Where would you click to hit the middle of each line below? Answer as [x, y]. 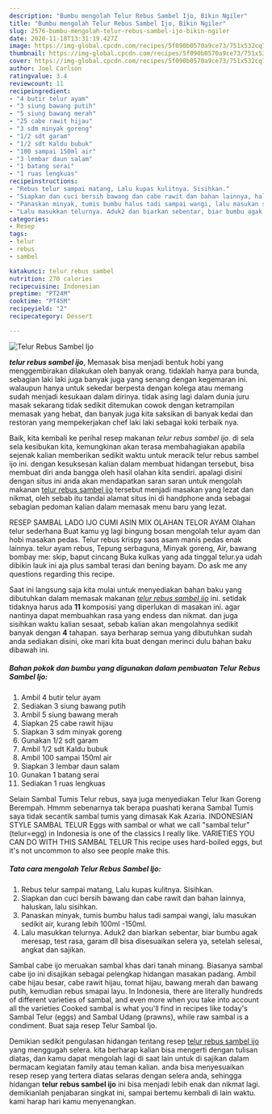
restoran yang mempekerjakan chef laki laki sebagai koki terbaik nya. [124, 422]
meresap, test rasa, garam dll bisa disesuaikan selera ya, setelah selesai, [142, 941]
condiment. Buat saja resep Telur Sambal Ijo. [83, 1025]
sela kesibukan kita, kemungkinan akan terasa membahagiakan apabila [127, 447]
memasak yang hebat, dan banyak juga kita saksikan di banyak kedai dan [131, 413]
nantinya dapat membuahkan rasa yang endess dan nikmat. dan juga [124, 615]
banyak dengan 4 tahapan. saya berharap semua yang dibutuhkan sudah [131, 633]
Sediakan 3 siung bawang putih [73, 705]
